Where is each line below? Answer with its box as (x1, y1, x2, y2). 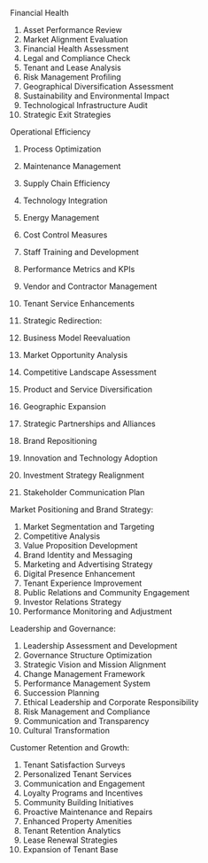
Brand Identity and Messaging (22, 549, 134, 560)
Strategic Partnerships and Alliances (22, 418, 156, 429)
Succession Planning (22, 688, 100, 698)
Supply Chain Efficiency (22, 178, 111, 189)
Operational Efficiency (10, 127, 91, 136)
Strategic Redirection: (22, 315, 103, 326)
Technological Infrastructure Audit (22, 100, 149, 110)
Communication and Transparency (22, 716, 150, 726)
